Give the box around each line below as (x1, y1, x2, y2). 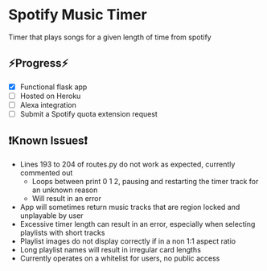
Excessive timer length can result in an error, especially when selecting (19, 219, 256, 228)
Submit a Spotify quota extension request (19, 109, 158, 118)
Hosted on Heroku (19, 91, 81, 101)
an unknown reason (31, 185, 98, 195)
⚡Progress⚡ (8, 56, 69, 70)
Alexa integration (19, 100, 76, 109)
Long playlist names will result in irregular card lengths (19, 244, 201, 254)
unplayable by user (19, 211, 84, 220)
